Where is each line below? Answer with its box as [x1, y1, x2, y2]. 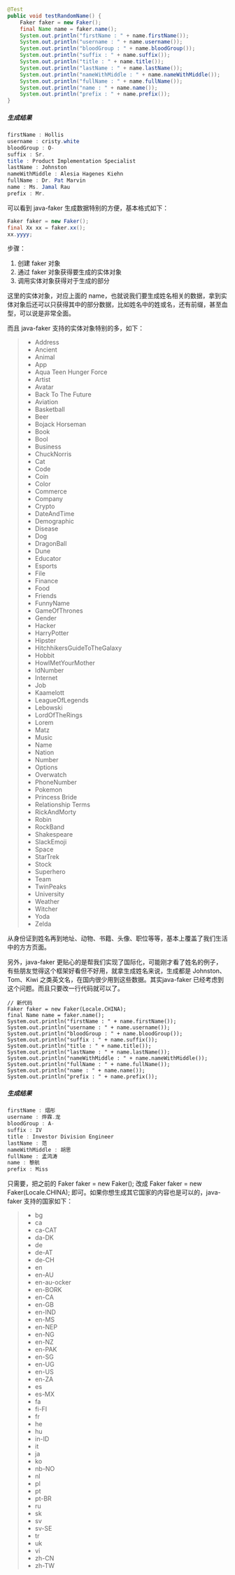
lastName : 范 [7, 1140, 48, 1147]
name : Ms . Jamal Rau [7, 184, 71, 191]
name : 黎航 [7, 1159, 40, 1167]
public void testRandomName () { [7, 12, 101, 20]
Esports [34, 561, 57, 571]
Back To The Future [34, 390, 92, 399]
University [34, 890, 65, 898]
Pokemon [34, 785, 63, 794]
